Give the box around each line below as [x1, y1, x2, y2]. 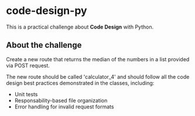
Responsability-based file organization [14, 97, 108, 104]
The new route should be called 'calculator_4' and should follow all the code [6, 73, 190, 80]
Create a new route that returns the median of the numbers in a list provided [6, 55, 190, 62]
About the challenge [6, 40, 82, 50]
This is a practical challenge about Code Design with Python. [6, 23, 154, 30]
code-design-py [6, 4, 87, 17]
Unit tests [14, 90, 38, 97]
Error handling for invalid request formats [14, 103, 114, 110]
